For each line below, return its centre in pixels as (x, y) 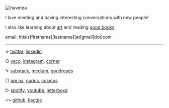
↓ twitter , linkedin (23, 51)
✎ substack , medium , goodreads (39, 71)
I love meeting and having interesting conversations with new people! (77, 17)
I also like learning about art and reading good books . (60, 27)
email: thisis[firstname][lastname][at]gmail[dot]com (59, 37)
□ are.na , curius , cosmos (31, 81)
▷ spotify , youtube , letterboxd (36, 90)
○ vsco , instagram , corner (33, 61)
